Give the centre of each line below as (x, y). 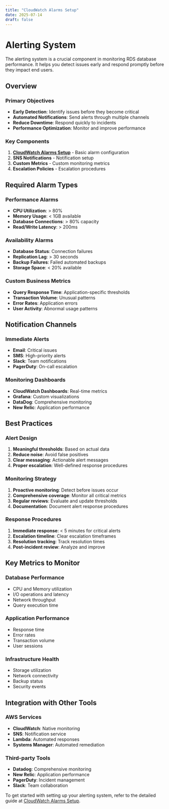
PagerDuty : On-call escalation (45, 367)
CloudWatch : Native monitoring (46, 728)
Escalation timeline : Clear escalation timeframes (64, 536)
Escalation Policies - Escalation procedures (59, 169)
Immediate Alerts (27, 339)
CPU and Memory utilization (42, 589)
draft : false (19, 19)
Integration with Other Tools (51, 703)
